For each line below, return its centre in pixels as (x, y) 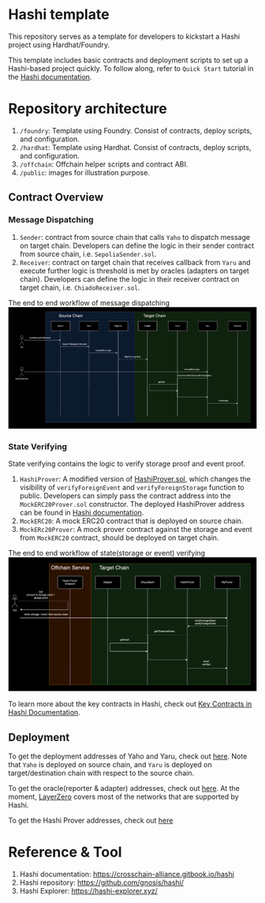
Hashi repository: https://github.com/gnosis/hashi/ (101, 882)
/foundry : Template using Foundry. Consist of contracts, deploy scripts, (136, 130)
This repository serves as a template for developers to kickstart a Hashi (124, 36)
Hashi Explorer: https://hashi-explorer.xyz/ (88, 891)
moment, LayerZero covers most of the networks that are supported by (123, 797)
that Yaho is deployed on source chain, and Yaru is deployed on (110, 765)
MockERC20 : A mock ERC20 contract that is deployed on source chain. (131, 521)
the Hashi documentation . (50, 77)
